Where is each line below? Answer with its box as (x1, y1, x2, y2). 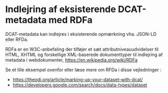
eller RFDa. (5, 36, 29, 42)
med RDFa (48, 14, 93, 26)
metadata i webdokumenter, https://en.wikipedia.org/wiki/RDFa (5, 57, 138, 63)
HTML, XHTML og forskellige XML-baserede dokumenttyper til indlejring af (5, 52, 163, 58)
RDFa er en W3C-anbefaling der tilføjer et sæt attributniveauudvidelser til (5, 46, 159, 52)
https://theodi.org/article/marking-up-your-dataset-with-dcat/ (12, 76, 143, 82)
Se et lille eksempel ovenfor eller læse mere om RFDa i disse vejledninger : (5, 67, 162, 73)
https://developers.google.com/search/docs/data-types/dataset (12, 82, 148, 88)
